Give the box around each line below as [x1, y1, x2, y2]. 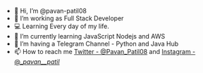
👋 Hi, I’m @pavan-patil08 [13, 7, 87, 15]
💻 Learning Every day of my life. [13, 22, 109, 30]
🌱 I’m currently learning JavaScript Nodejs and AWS [13, 32, 166, 40]
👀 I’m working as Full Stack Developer [13, 14, 124, 22]
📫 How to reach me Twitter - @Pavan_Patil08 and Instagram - [13, 48, 196, 55]
